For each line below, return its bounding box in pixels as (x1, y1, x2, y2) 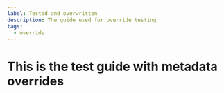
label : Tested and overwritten (7, 10, 98, 17)
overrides (7, 74, 64, 90)
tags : (7, 23, 23, 30)
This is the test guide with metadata (7, 59, 218, 74)
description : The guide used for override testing (7, 17, 157, 23)
